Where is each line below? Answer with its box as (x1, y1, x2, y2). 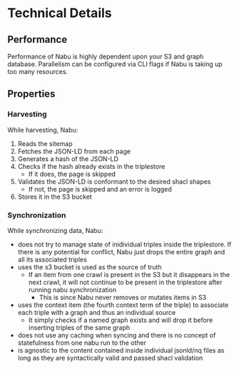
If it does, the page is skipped (28, 170, 116, 178)
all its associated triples (17, 255, 87, 264)
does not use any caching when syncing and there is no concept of (17, 331, 216, 339)
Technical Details (7, 5, 112, 21)
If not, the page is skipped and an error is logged (28, 184, 173, 193)
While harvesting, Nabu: (7, 125, 78, 134)
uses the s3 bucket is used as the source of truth (17, 262, 162, 271)
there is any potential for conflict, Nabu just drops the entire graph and (17, 247, 225, 256)
